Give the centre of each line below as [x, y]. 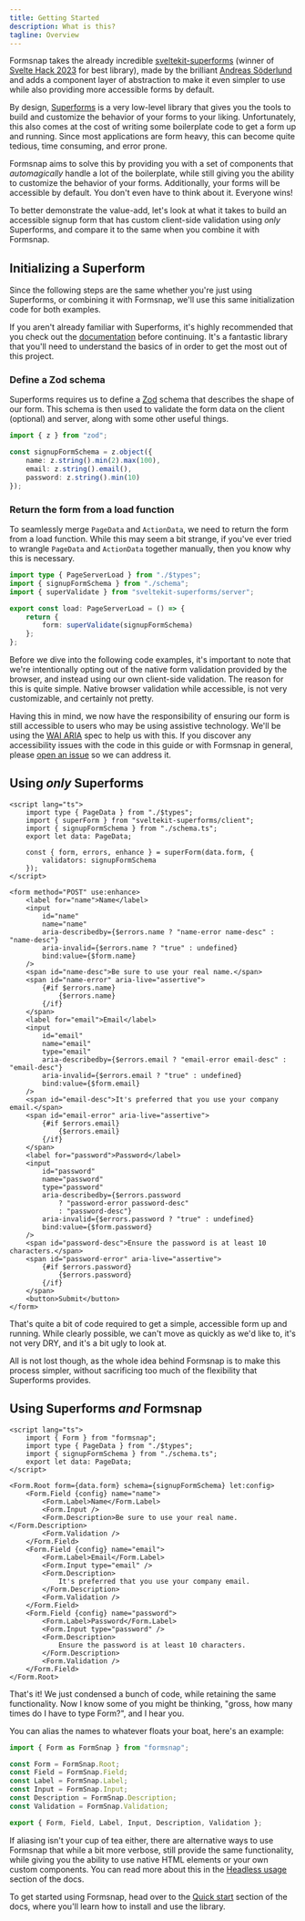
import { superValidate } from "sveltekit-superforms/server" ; [132, 592]
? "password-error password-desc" [123, 1203]
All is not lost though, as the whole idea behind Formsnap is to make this [145, 1361]
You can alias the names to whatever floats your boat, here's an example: [147, 1731]
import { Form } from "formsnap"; [91, 1438]
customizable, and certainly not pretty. [82, 699]
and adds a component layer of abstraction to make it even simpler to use [147, 80]
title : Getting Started [55, 18]
